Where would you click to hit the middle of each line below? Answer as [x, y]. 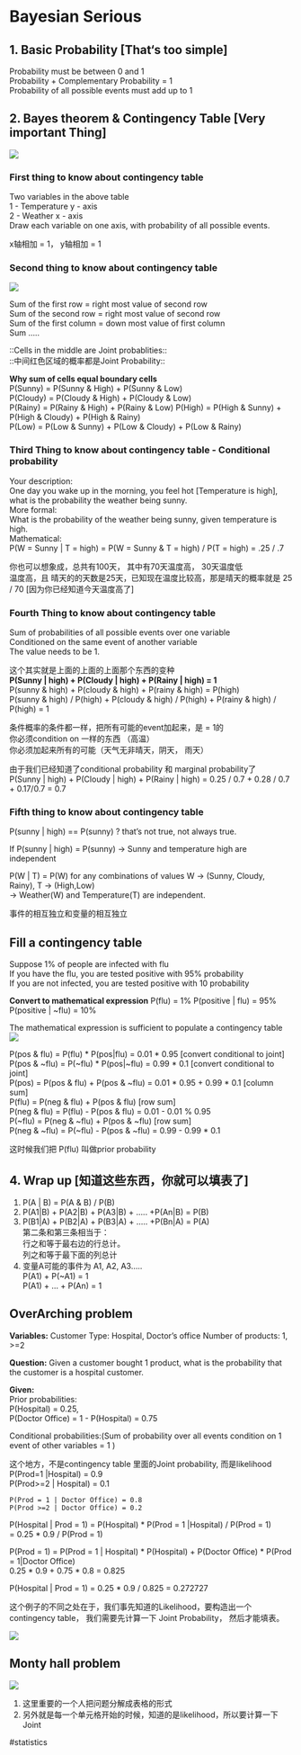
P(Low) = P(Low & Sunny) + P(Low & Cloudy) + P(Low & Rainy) [126, 427]
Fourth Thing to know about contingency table [113, 613]
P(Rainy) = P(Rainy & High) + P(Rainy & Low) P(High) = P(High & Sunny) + [146, 407]
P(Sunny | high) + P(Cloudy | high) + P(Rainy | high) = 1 [113, 680]
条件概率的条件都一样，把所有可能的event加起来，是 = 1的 [117, 727]
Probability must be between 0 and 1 [77, 71]
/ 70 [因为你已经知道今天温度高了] [72, 589]
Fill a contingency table [76, 942]
